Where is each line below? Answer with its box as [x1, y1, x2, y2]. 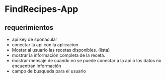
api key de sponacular [11, 36, 58, 42]
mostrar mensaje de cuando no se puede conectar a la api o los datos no [11, 58, 162, 63]
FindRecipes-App [4, 3, 79, 15]
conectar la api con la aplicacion [11, 42, 79, 48]
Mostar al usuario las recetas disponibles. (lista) [11, 47, 110, 53]
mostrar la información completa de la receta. [11, 52, 105, 58]
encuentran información [11, 63, 62, 69]
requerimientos [4, 23, 54, 32]
